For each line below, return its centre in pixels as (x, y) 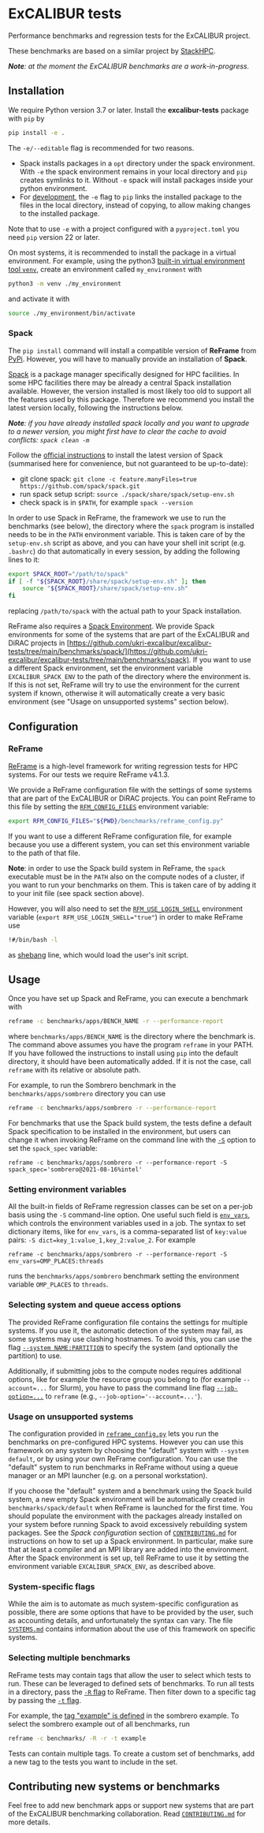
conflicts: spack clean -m (49, 439)
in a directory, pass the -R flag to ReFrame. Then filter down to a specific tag (132, 1692)
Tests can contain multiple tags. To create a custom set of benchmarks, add (131, 1753)
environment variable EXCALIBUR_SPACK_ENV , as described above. (112, 1566)
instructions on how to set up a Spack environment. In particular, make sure (131, 1541)
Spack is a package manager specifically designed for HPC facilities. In (124, 374)
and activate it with (39, 299)
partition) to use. (35, 1355)
